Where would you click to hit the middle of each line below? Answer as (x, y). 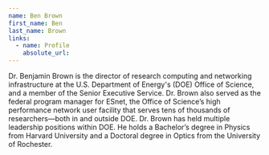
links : (19, 38)
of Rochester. (31, 144)
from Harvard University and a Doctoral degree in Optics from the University (134, 136)
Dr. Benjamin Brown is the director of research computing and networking (130, 76)
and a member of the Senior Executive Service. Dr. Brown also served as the (134, 93)
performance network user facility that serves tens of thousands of (119, 110)
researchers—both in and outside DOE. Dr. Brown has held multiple (119, 118)
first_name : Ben (35, 23)
